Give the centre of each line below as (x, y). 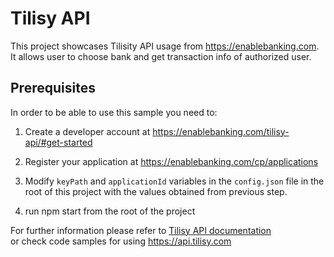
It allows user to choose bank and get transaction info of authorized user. (161, 56)
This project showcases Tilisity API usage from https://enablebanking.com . (165, 46)
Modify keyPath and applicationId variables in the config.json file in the (174, 181)
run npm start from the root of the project (110, 211)
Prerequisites (53, 88)
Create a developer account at (87, 131)
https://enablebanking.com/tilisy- (221, 131)
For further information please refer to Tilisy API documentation (141, 230)
